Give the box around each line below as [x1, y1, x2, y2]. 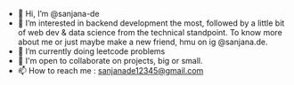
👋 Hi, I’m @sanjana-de [17, 9, 100, 19]
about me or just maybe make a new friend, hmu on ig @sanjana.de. [17, 36, 268, 47]
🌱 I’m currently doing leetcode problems [17, 46, 166, 57]
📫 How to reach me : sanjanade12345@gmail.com [17, 66, 204, 75]
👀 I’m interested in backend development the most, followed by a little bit [17, 18, 285, 28]
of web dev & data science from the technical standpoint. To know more [17, 27, 282, 37]
